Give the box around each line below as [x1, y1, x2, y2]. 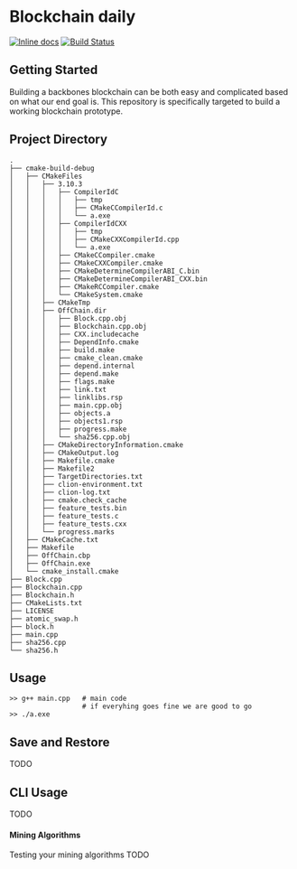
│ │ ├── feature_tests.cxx [9, 519, 127, 528]
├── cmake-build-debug [9, 164, 95, 173]
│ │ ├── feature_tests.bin [9, 503, 127, 512]
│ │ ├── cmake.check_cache [9, 495, 127, 505]
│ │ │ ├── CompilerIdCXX [9, 219, 127, 228]
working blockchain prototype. [9, 106, 124, 117]
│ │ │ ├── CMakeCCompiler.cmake [9, 250, 155, 259]
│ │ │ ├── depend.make [9, 369, 119, 378]
